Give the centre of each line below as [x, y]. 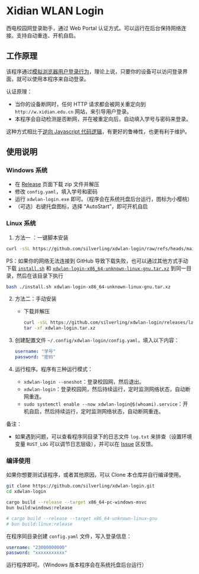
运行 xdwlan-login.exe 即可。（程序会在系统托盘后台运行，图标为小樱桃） [104, 199]
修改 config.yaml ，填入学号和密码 [56, 192]
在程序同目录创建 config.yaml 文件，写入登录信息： [69, 536]
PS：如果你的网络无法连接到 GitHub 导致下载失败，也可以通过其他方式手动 [97, 261]
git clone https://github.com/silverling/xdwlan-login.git [81, 486]
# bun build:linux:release [39, 524]
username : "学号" [35, 352]
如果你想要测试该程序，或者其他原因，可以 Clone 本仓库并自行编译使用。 [95, 475]
